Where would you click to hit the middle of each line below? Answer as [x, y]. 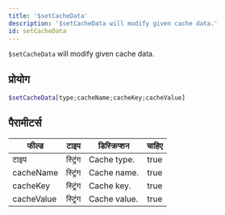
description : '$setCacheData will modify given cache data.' [113, 23]
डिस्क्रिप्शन [114, 145]
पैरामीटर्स [25, 123]
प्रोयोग [19, 79]
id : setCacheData [37, 31]
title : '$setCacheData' [48, 16]
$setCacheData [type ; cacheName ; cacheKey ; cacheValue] [97, 98]
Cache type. [112, 159]
